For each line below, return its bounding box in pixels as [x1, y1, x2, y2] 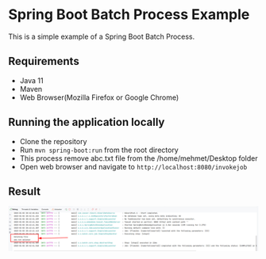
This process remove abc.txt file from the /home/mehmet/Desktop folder [19, 153, 258, 163]
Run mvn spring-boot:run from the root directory [19, 145, 179, 154]
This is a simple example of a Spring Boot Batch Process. [8, 32, 195, 41]
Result [8, 185, 41, 198]
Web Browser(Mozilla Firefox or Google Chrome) [19, 93, 179, 102]
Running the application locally [8, 116, 165, 129]
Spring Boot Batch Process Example [8, 6, 250, 24]
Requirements [8, 55, 79, 68]
